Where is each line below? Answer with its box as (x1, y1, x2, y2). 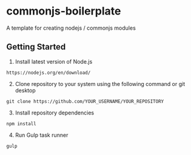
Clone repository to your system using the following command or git (15, 80, 186, 87)
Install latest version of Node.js (15, 58, 93, 65)
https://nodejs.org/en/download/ (6, 70, 91, 76)
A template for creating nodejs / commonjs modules (6, 24, 136, 31)
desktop (15, 87, 36, 94)
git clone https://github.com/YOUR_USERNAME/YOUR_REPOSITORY (6, 98, 164, 104)
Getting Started (6, 42, 66, 52)
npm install (6, 120, 36, 127)
